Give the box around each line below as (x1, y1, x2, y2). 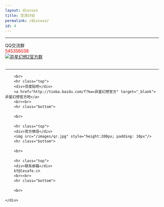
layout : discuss (5, 8, 38, 13)
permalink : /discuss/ (5, 18, 49, 23)
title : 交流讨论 (5, 13, 35, 18)
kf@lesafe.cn (14, 169, 41, 174)
